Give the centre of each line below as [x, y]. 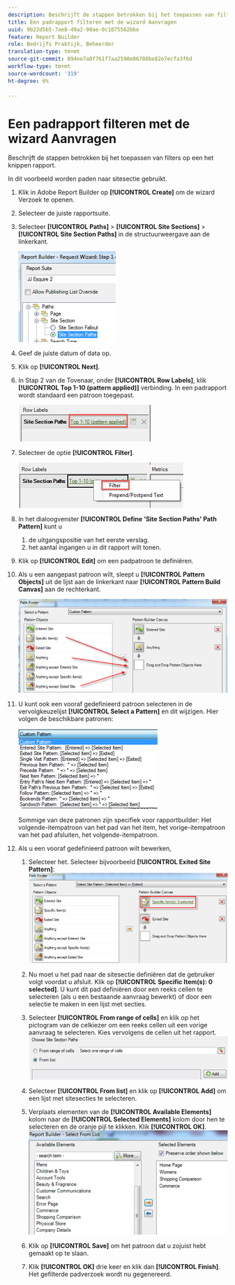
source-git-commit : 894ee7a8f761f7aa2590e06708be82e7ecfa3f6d [100, 59]
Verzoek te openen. [46, 200]
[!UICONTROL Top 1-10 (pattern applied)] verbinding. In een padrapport [122, 388]
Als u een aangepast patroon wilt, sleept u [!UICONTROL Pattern [111, 574]
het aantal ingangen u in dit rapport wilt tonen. [95, 547]
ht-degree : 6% [29, 81]
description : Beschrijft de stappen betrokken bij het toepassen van [111, 15]
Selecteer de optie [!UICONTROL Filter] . [76, 453]
